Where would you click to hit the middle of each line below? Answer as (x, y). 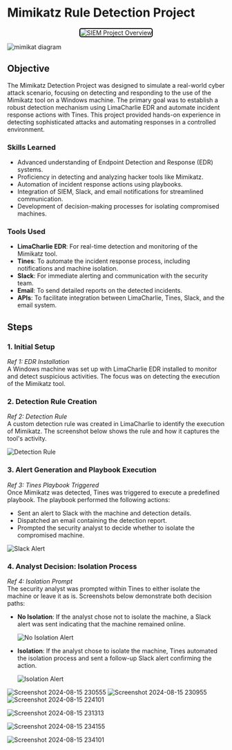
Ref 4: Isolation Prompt (40, 581)
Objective (29, 69)
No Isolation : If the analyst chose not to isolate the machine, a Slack (114, 617)
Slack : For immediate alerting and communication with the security (113, 276)
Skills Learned (32, 147)
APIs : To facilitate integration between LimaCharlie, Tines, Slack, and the (121, 298)
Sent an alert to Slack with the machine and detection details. (104, 513)
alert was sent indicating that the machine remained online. (101, 624)
